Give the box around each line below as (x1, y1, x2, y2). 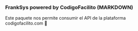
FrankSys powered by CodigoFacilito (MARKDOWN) (5, 4, 134, 11)
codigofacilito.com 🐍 (5, 20, 47, 26)
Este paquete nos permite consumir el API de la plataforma (5, 15, 126, 21)
